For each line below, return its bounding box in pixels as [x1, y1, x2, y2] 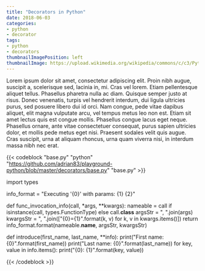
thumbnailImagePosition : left [6, 54, 84, 60]
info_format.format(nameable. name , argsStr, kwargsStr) [6, 221, 148, 229]
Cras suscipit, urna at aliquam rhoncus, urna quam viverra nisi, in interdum [6, 135, 194, 142]
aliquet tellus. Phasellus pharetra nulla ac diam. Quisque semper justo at [6, 90, 187, 97]
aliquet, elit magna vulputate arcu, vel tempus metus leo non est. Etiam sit [6, 109, 192, 117]
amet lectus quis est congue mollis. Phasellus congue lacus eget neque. [6, 115, 188, 123]
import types [6, 178, 38, 186]
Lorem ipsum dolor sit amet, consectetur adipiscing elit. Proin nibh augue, [6, 77, 192, 84]
